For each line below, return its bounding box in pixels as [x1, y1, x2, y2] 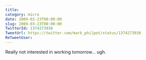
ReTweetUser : [5, 35, 33, 40]
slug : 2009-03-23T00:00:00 [5, 21, 62, 26]
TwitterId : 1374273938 [5, 26, 53, 31]
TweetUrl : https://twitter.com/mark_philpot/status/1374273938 [5, 30, 141, 35]
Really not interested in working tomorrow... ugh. [5, 48, 107, 55]
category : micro [5, 12, 39, 17]
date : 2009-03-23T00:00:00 [5, 16, 62, 21]
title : [5, 7, 19, 12]
